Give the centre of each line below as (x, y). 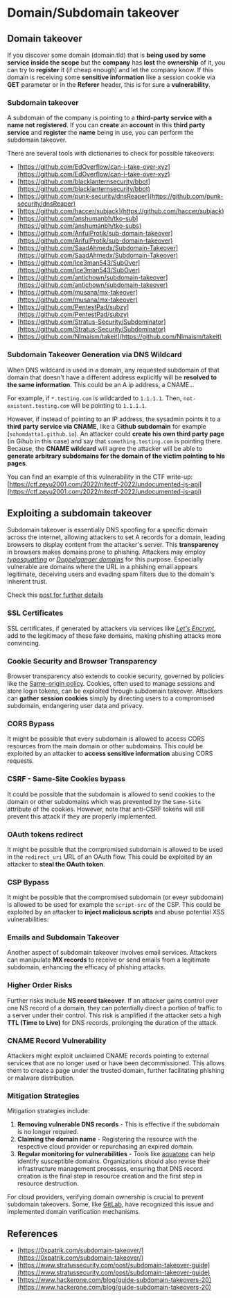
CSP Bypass (28, 882)
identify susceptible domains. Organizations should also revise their (114, 1161)
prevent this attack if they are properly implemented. (82, 816)
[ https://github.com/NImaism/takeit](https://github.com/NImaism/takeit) (119, 337)
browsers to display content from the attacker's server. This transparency (113, 545)
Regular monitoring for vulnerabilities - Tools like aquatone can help (116, 1154)
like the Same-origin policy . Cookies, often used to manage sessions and (111, 683)
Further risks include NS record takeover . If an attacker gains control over (113, 1000)
